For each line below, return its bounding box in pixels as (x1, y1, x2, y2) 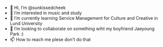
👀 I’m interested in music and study (9, 10, 82, 16)
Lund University (9, 20, 43, 26)
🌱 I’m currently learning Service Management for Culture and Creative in (9, 15, 158, 21)
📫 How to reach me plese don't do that (9, 37, 91, 42)
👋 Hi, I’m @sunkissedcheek (9, 5, 66, 10)
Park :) (9, 31, 24, 37)
